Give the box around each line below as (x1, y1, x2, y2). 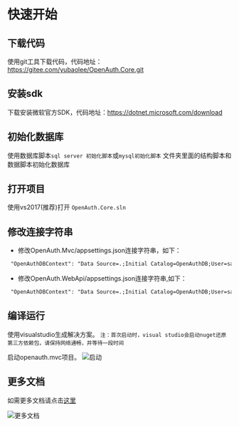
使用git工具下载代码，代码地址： (7, 58, 102, 66)
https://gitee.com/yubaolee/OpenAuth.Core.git (7, 66, 144, 73)
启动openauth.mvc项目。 (7, 353, 81, 361)
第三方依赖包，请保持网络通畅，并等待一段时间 (7, 339, 124, 346)
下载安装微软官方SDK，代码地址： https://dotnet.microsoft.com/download (7, 108, 223, 116)
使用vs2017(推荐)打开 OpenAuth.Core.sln (7, 203, 127, 212)
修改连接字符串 (7, 226, 73, 238)
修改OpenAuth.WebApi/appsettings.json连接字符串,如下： (17, 274, 187, 283)
